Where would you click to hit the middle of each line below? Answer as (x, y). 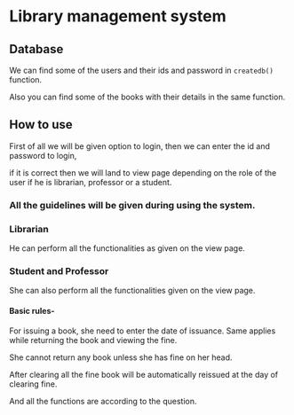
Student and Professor (59, 270)
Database (36, 49)
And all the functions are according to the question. (103, 401)
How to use (41, 125)
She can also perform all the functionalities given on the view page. (132, 291)
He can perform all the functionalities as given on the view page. (127, 248)
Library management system (118, 16)
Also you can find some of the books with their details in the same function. (147, 97)
